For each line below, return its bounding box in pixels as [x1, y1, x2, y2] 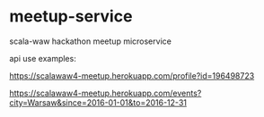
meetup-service [9, 6, 133, 27]
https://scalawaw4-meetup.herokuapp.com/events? [9, 88, 202, 98]
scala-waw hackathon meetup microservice [9, 36, 172, 46]
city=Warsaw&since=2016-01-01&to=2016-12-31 [9, 96, 187, 108]
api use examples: [9, 53, 76, 63]
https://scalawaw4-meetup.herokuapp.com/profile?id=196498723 [9, 70, 255, 81]
